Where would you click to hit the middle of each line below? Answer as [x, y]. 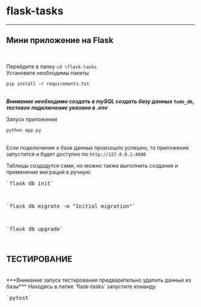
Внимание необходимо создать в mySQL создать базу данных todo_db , [100, 101]
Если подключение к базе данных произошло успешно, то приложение [98, 147]
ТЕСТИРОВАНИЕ [39, 259]
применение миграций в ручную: [49, 172]
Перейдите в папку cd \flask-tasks [51, 66]
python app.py [24, 130]
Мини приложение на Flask [60, 40]
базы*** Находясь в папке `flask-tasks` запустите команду [81, 286]
